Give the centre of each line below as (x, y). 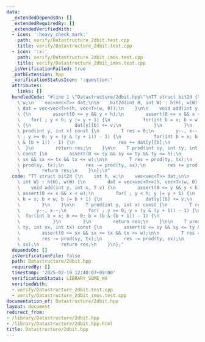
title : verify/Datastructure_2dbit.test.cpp (75, 46)
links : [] (30, 91)
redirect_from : (26, 312)
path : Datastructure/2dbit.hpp (52, 262)
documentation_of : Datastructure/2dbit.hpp (63, 301)
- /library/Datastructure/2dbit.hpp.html (60, 324)
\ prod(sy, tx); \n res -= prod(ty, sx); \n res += (101, 165)
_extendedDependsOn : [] (42, 18)
